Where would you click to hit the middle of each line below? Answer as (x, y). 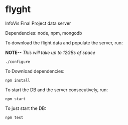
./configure (18, 61)
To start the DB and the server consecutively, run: (56, 90)
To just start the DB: (26, 108)
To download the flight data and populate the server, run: (64, 43)
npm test (14, 117)
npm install (18, 80)
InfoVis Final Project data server (38, 23)
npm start (16, 99)
